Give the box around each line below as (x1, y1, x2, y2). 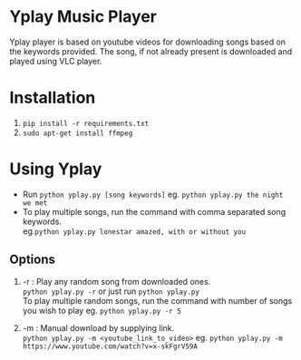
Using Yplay (9, 159, 102, 180)
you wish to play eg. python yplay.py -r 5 (22, 305, 181, 316)
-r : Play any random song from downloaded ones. (22, 276, 211, 287)
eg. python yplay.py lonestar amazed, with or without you (22, 225, 247, 237)
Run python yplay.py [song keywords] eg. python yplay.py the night (22, 189, 284, 199)
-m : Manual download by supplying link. (22, 322, 175, 333)
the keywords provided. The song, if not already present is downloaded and (9, 45, 293, 56)
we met (22, 198, 48, 208)
